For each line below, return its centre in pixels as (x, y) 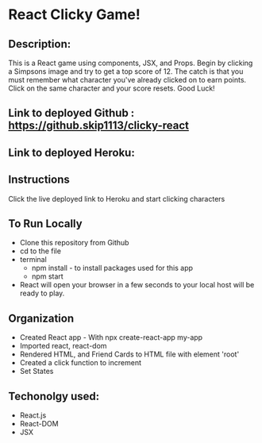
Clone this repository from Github (74, 243)
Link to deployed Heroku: (71, 152)
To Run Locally (45, 223)
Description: (40, 44)
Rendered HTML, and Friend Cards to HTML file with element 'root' (129, 354)
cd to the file (40, 251)
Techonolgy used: (54, 396)
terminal (33, 260)
